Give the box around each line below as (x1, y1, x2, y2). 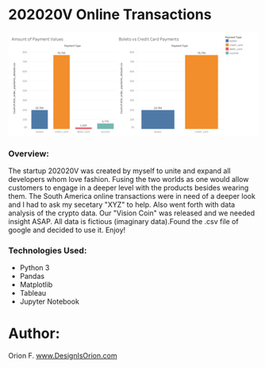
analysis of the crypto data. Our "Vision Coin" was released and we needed (8, 208, 255, 218)
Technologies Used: (8, 245, 87, 256)
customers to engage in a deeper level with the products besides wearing (8, 183, 249, 192)
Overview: (8, 148, 49, 159)
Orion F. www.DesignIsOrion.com (8, 351, 117, 361)
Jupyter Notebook (19, 296, 79, 307)
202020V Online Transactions (8, 6, 212, 24)
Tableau (19, 289, 47, 298)
